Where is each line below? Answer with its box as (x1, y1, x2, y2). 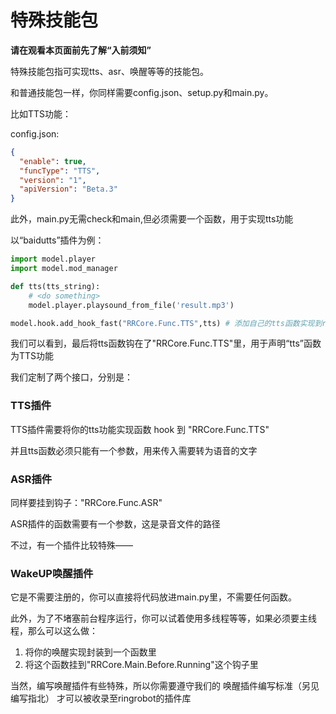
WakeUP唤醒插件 (10, 566, 94, 580)
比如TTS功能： (10, 107, 72, 120)
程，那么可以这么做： (10, 625, 98, 637)
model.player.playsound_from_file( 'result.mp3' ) (28, 300, 235, 310)
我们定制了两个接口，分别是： (10, 371, 133, 383)
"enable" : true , (19, 156, 87, 166)
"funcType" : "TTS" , (19, 166, 101, 176)
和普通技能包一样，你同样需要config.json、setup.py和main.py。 (10, 86, 274, 98)
